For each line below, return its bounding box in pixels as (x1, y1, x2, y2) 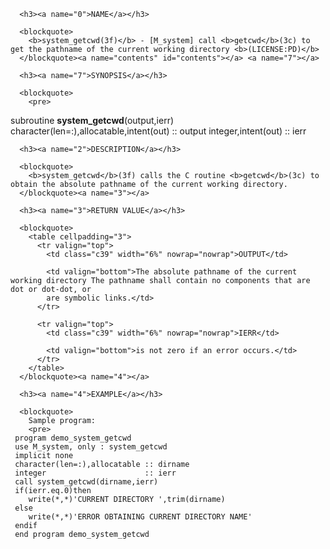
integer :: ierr (14, 468, 177, 478)
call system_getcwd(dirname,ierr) (14, 477, 159, 487)
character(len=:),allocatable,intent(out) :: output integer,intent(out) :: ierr (10, 125, 307, 137)
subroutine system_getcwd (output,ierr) (10, 115, 175, 126)
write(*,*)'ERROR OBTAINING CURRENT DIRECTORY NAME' (28, 512, 253, 522)
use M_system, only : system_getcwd (14, 442, 168, 452)
